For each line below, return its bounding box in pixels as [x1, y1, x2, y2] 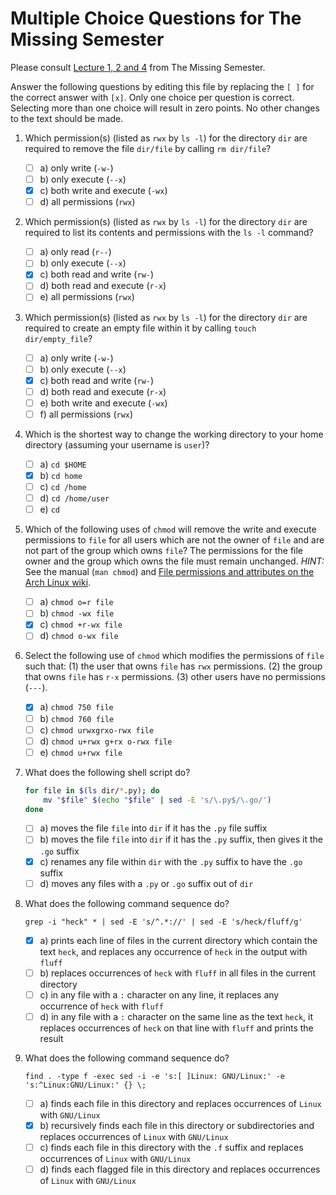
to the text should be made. [10, 112, 124, 124]
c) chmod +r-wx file [39, 618, 123, 631]
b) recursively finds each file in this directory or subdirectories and [39, 1119, 315, 1131]
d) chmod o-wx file [39, 630, 119, 642]
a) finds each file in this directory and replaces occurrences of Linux [39, 1097, 322, 1109]
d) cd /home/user [39, 492, 110, 504]
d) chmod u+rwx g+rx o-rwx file [39, 735, 173, 747]
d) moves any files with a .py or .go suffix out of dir [39, 877, 254, 889]
